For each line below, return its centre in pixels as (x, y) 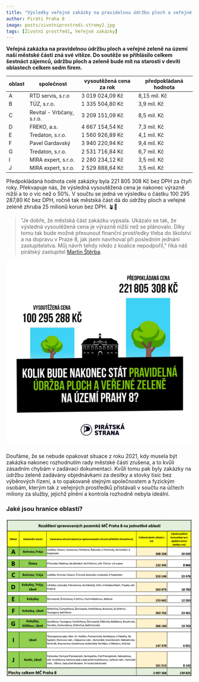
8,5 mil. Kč (151, 115)
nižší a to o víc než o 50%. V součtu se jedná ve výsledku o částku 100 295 (98, 194)
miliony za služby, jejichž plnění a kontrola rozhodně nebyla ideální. (88, 494)
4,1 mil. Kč (151, 135)
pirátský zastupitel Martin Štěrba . (61, 252)
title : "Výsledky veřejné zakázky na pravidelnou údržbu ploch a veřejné (99, 12)
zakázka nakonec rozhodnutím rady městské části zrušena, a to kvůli (90, 462)
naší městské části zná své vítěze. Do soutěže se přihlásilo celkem (89, 55)
